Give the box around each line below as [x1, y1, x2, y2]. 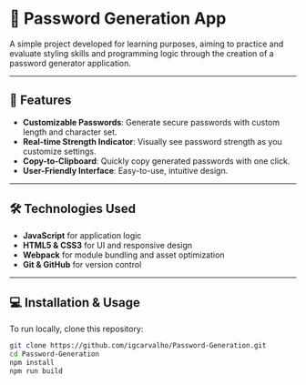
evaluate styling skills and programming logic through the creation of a [9, 47, 275, 58]
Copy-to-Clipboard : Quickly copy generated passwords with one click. [22, 155, 291, 167]
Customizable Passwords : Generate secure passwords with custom [22, 117, 280, 127]
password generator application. [9, 57, 132, 68]
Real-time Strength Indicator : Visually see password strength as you [22, 136, 282, 147]
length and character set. [22, 127, 117, 137]
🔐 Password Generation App [9, 8, 227, 29]
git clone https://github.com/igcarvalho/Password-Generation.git [9, 341, 267, 350]
